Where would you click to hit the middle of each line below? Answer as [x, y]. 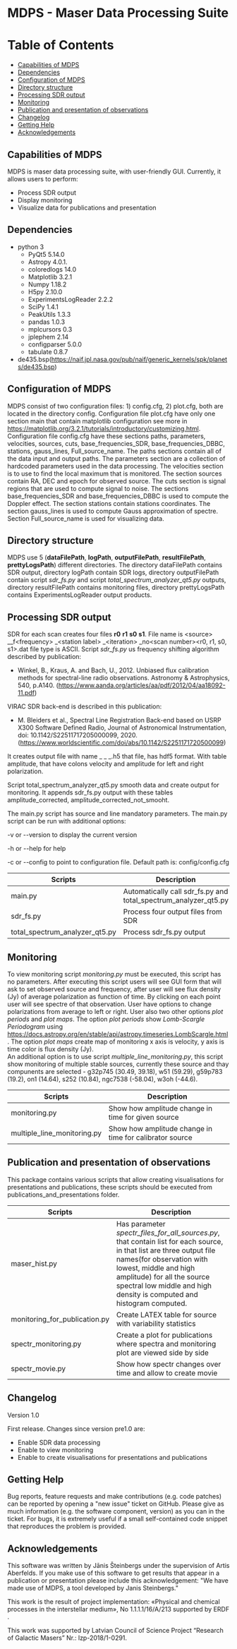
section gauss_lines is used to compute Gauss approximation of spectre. [113, 511]
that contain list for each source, [170, 1241]
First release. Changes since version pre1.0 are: [76, 1428]
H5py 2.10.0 [45, 291]
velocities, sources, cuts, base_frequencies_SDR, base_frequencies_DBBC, [116, 443]
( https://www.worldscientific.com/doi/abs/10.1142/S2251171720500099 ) [122, 743]
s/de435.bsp [36, 367]
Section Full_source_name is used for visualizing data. [86, 518]
